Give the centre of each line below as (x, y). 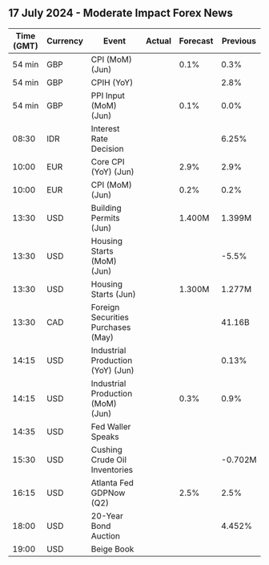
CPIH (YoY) (112, 82)
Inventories (112, 469)
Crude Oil (108, 459)
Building (106, 208)
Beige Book (112, 549)
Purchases (111, 327)
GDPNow (108, 493)
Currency (65, 41)
